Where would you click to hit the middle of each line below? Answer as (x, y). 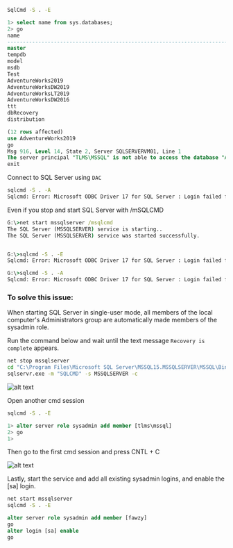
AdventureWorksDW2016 (38, 100)
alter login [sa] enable (43, 531)
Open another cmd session (46, 400)
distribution (26, 119)
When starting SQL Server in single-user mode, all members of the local (110, 313)
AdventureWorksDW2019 (38, 87)
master (17, 49)
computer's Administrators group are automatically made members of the (112, 320)
